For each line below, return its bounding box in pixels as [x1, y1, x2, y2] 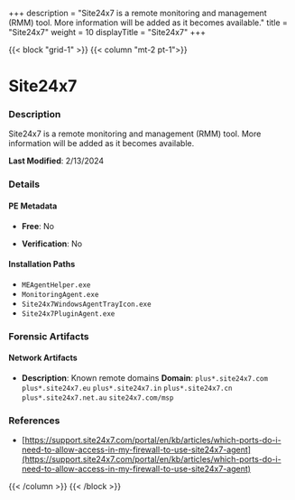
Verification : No [21, 238, 83, 249]
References [8, 414, 60, 427]
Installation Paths [8, 259, 76, 270]
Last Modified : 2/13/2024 [8, 155, 105, 166]
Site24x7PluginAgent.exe [21, 309, 115, 319]
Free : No [21, 220, 55, 231]
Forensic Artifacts [8, 329, 89, 342]
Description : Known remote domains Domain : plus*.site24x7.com [21, 372, 268, 383]
